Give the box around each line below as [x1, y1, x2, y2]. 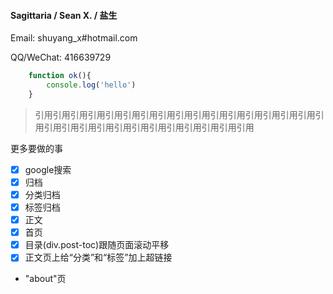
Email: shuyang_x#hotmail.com [10, 32, 138, 44]
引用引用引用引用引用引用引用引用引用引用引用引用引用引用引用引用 [34, 108, 316, 120]
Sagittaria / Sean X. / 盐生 [10, 9, 118, 21]
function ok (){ [28, 71, 92, 81]
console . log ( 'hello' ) [46, 80, 137, 90]
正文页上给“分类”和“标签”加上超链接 [24, 251, 173, 264]
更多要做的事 [10, 142, 63, 154]
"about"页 [24, 273, 67, 285]
